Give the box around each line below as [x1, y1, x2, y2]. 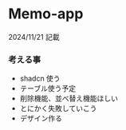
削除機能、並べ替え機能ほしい [19, 93, 118, 104]
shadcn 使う [19, 73, 61, 84]
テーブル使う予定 [19, 84, 76, 93]
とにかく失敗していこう [19, 104, 97, 113]
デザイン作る [19, 113, 62, 124]
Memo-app [8, 5, 84, 23]
